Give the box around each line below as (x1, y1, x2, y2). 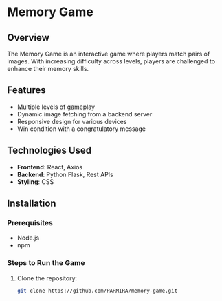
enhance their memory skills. (7, 65, 89, 72)
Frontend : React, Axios (16, 163, 83, 171)
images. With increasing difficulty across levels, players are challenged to (7, 57, 215, 65)
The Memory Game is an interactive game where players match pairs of (7, 50, 210, 58)
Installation (7, 198, 56, 209)
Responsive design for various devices (16, 117, 127, 125)
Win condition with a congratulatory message (16, 125, 146, 133)
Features (7, 84, 46, 96)
